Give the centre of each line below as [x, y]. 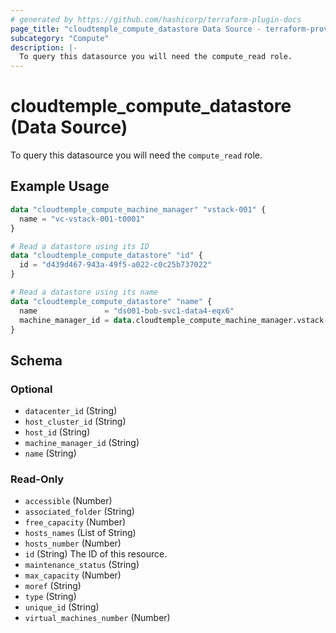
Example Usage [60, 186]
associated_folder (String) [79, 512]
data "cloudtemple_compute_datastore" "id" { [106, 256]
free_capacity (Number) [75, 522]
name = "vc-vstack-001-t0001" [82, 219]
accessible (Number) [68, 501]
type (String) [50, 597]
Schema [36, 360]
